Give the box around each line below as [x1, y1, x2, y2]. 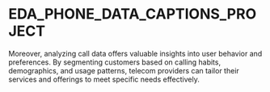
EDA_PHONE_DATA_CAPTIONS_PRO [8, 5, 257, 23]
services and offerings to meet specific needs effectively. [8, 74, 200, 84]
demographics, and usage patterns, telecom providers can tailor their [8, 65, 240, 75]
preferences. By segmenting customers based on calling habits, [8, 57, 221, 67]
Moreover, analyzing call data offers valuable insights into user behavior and [8, 48, 263, 58]
